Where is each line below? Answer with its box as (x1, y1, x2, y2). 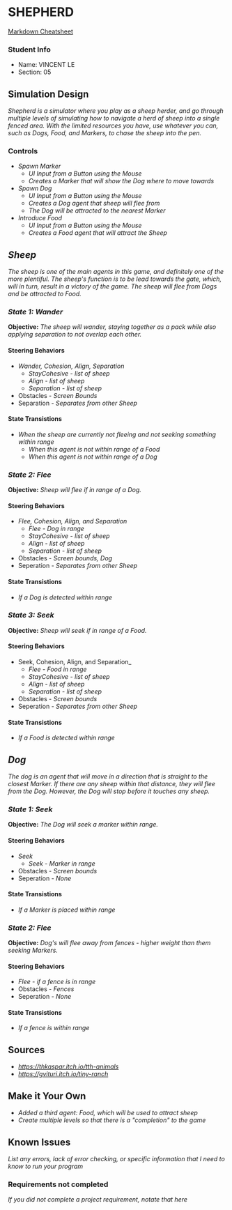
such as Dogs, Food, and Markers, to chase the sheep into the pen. (8, 129, 201, 137)
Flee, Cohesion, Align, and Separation (17, 517, 127, 526)
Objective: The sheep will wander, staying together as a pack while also (8, 323, 217, 331)
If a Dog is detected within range (17, 593, 113, 602)
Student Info (8, 45, 51, 54)
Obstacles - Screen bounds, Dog (17, 554, 113, 562)
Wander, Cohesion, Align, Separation (17, 362, 125, 370)
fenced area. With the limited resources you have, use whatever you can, (8, 121, 219, 130)
